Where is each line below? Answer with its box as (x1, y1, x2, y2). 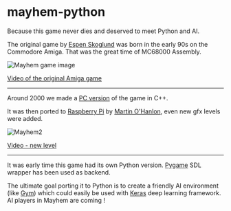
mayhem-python (7, 4, 105, 20)
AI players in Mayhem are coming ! (7, 196, 105, 204)
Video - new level (7, 141, 57, 149)
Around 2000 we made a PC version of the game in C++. (7, 93, 168, 102)
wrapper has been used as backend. (7, 168, 111, 176)
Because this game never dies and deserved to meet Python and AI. (7, 27, 200, 35)
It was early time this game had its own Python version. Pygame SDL (7, 161, 201, 169)
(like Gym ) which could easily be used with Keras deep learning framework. (7, 188, 221, 197)
